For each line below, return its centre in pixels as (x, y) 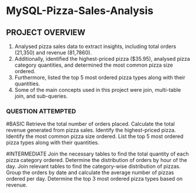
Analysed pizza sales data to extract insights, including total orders (95, 46)
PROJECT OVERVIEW (46, 32)
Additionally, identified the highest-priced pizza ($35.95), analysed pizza (102, 59)
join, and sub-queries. (41, 96)
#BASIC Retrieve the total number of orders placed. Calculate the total (90, 124)
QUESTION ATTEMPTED (41, 111)
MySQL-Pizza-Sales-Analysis (80, 11)
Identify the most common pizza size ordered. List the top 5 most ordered (95, 136)
